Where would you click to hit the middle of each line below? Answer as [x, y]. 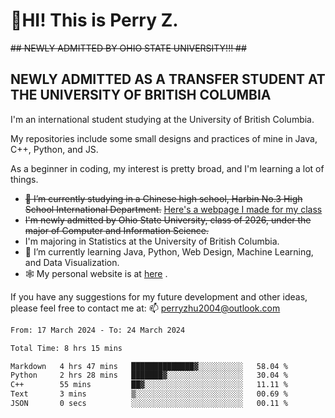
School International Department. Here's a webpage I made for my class [173, 209]
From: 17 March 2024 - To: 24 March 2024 [98, 330]
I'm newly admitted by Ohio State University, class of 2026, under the [168, 220]
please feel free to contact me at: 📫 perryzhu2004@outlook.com [145, 308]
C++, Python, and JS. [54, 149]
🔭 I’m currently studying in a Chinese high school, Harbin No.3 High [163, 198]
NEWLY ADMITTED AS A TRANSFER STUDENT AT [168, 79]
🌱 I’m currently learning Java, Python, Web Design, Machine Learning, [169, 251]
